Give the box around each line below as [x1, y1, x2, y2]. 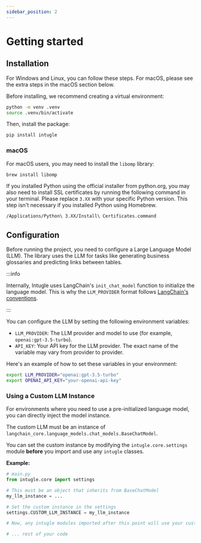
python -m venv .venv [6, 104, 60, 110]
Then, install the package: [6, 121, 70, 128]
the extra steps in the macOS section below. [6, 80, 115, 88]
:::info [6, 270, 20, 278]
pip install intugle [6, 132, 58, 138]
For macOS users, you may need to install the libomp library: [6, 160, 154, 167]
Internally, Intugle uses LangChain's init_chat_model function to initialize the [6, 282, 195, 289]
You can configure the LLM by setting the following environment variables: [6, 318, 190, 325]
